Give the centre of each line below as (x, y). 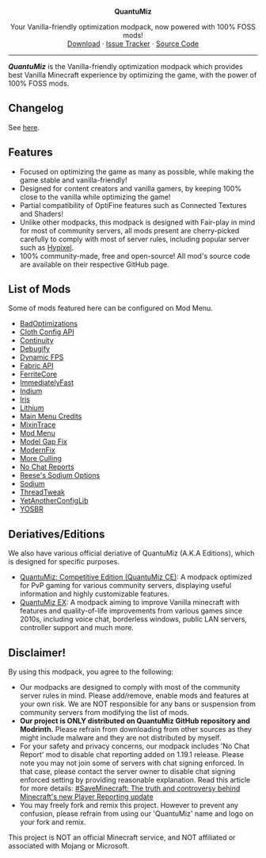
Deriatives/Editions (57, 534)
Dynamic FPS (42, 357)
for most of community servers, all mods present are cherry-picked (129, 230)
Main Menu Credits (51, 417)
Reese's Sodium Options (60, 475)
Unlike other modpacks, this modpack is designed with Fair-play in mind (137, 222)
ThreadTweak (42, 492)
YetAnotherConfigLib (54, 501)
